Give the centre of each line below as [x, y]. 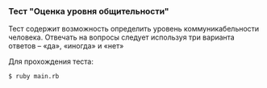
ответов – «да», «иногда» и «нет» [66, 46]
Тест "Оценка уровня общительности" [89, 11]
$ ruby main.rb [34, 77]
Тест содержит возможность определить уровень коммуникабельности [134, 29]
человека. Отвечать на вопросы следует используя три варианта [122, 37]
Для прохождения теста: [51, 61]
